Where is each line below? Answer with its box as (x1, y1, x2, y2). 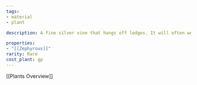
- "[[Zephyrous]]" (6, 46, 51, 52)
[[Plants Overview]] (6, 72, 53, 79)
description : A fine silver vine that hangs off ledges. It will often (6, 30, 185, 36)
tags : (6, 8, 19, 15)
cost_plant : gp (6, 56, 43, 62)
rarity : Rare (6, 51, 38, 57)
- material (6, 14, 33, 20)
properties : (6, 40, 35, 47)
